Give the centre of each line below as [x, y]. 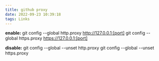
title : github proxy [27, 10]
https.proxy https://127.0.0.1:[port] [53, 38]
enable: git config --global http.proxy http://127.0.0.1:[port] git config [75, 33]
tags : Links [17, 19]
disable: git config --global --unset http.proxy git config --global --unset [80, 48]
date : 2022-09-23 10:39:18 [33, 14]
